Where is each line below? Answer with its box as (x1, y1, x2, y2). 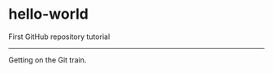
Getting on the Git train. (8, 54, 87, 65)
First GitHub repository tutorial (8, 32, 110, 41)
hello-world (8, 5, 89, 24)
